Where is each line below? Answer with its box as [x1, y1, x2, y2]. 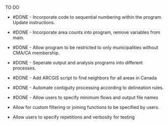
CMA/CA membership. [12, 50, 60, 56]
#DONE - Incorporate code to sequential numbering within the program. [12, 14, 163, 20]
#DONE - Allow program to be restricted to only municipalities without [12, 45, 158, 50]
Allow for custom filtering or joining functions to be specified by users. [12, 104, 159, 110]
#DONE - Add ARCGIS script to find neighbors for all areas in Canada [12, 75, 157, 80]
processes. [12, 65, 36, 71]
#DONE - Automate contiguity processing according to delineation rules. [12, 85, 164, 91]
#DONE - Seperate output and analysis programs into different [12, 60, 143, 65]
